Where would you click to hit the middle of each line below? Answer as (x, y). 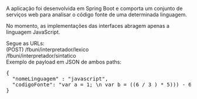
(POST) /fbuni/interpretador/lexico (47, 49)
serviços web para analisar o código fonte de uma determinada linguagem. (97, 15)
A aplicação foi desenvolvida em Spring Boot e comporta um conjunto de (94, 8)
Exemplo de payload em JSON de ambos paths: (64, 62)
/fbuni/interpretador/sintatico (41, 56)
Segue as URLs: (26, 43)
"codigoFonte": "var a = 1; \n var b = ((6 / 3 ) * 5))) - (99, 85)
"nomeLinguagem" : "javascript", (60, 79)
